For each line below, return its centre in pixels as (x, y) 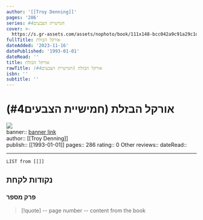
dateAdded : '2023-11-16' (37, 46)
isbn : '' (17, 74)
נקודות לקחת (30, 180)
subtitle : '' (23, 79)
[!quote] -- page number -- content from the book (83, 210)
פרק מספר (21, 197)
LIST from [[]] (25, 162)
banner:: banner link (31, 132)
